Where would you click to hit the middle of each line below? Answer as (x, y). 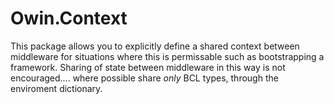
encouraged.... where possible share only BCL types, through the (144, 78)
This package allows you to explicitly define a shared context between (155, 46)
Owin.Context (69, 18)
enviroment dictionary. (56, 88)
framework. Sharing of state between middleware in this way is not (148, 67)
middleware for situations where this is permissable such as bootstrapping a (167, 56)
